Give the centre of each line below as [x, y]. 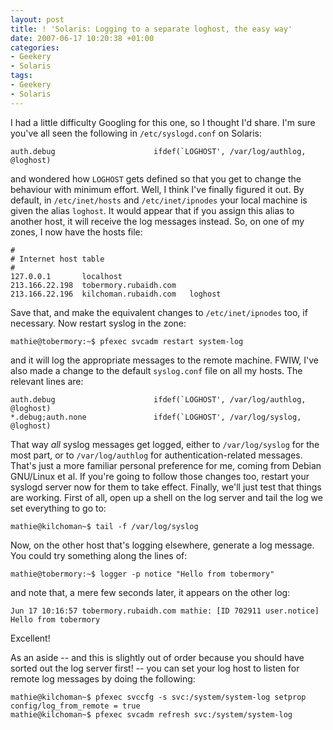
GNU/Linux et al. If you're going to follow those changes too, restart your [160, 476]
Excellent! [30, 638]
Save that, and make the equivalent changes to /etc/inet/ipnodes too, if [159, 312]
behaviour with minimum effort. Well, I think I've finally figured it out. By [157, 189]
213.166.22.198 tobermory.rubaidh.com [93, 285]
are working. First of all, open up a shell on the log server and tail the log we [166, 497]
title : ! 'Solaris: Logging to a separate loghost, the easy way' [151, 29]
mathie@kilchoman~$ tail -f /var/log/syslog [104, 526]
